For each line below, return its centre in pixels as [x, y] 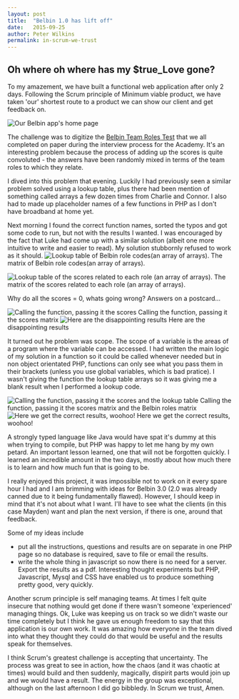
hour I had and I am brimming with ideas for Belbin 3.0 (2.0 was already [112, 489]
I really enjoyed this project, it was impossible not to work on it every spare [117, 481]
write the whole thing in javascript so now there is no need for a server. [122, 561]
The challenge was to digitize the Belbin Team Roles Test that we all [107, 137]
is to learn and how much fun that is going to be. [78, 467]
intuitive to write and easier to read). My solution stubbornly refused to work [119, 248]
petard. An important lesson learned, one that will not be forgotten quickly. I [118, 452]
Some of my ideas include [46, 533]
